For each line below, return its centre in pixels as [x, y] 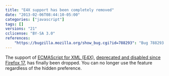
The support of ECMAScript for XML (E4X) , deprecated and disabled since [83, 57]
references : [18, 39]
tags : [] [14, 24]
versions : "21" [21, 29]
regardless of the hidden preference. [44, 68]
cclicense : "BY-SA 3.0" [30, 33]
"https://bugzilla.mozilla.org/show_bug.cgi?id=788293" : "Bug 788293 [89, 43]
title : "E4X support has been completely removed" [60, 10]
